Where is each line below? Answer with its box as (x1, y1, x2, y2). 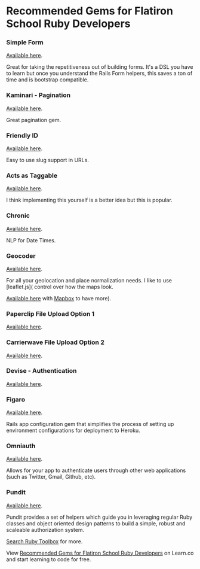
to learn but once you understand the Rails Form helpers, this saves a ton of (6, 70, 193, 77)
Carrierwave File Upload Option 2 (6, 338, 104, 346)
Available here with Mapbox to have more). (6, 294, 112, 302)
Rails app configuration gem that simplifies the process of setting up (6, 421, 174, 428)
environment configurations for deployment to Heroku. (6, 427, 140, 434)
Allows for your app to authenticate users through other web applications (6, 467, 186, 474)
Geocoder (6, 251, 36, 260)
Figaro (6, 395, 26, 403)
